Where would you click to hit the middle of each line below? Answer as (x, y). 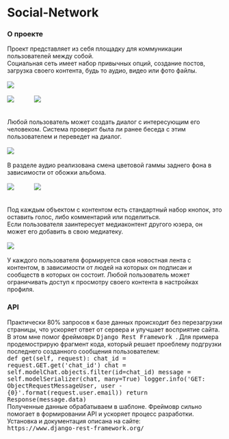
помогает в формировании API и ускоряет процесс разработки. (100, 414)
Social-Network (53, 13)
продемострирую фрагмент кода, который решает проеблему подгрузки (114, 344)
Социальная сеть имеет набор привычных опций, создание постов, (106, 64)
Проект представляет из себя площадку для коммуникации (95, 49)
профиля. (21, 290)
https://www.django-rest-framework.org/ (76, 428)
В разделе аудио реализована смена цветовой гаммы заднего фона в (109, 165)
